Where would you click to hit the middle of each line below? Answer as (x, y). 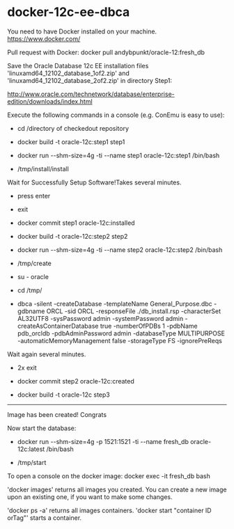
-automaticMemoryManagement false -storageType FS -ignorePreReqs (120, 340)
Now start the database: (42, 428)
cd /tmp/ (30, 290)
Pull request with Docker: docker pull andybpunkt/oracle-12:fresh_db (106, 52)
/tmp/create (34, 263)
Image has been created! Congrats (57, 414)
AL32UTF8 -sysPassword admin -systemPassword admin (100, 318)
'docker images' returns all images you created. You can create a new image (117, 489)
